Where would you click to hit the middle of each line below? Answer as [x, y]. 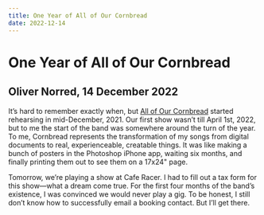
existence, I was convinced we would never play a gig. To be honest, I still [129, 194]
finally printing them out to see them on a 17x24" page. [98, 162]
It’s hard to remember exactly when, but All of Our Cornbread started [121, 111]
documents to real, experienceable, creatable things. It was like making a [128, 145]
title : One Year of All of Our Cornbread [78, 16]
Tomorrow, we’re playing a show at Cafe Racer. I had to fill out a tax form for [132, 177]
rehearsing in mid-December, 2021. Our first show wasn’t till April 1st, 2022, [132, 119]
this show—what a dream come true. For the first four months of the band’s [132, 186]
